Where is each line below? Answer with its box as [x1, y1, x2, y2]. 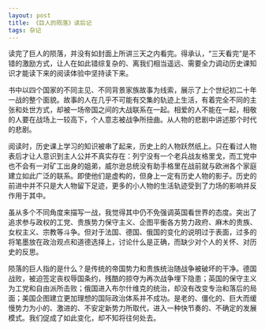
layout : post [8, 11, 51, 20]
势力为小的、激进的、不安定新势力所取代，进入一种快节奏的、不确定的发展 [14, 303, 257, 313]
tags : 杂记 [8, 26, 42, 34]
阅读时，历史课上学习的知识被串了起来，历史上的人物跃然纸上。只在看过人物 [8, 141, 257, 151]
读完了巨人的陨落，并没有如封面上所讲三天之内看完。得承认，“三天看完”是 [8, 49, 250, 58]
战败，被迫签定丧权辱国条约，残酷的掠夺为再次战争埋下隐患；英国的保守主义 [8, 274, 257, 283]
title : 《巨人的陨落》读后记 [8, 19, 92, 27]
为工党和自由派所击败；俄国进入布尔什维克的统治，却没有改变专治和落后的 [8, 283, 250, 293]
